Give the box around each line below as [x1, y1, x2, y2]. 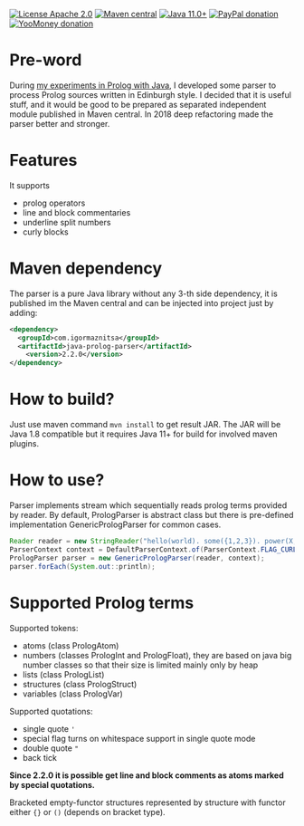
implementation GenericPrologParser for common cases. [9, 519, 222, 530]
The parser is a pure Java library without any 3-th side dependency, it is [9, 288, 278, 299]
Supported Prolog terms [9, 592, 195, 613]
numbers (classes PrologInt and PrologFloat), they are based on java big [22, 649, 292, 660]
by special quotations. [9, 779, 95, 790]
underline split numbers [22, 216, 111, 227]
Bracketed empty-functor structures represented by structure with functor [9, 797, 287, 808]
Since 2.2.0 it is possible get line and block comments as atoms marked [9, 770, 285, 781]
